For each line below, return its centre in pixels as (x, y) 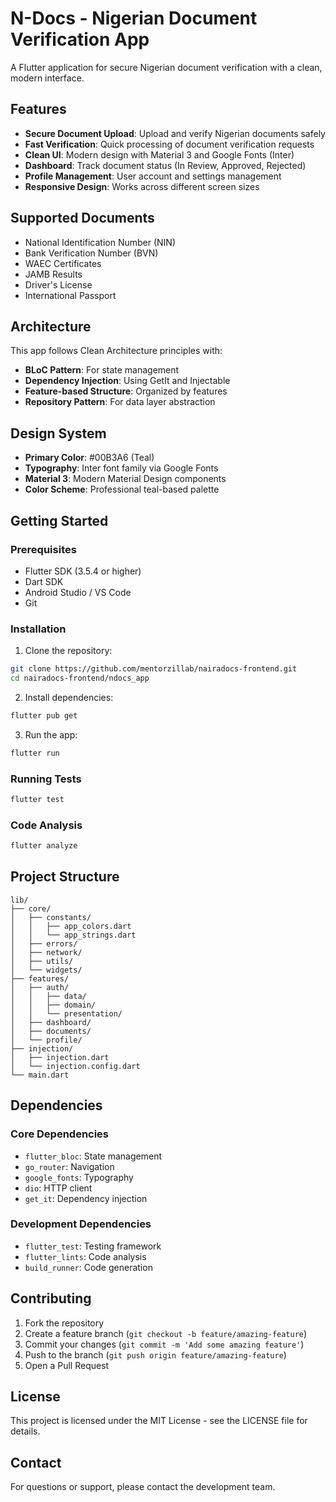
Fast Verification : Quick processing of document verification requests (169, 144)
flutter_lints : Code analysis (85, 1256)
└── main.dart (40, 1075)
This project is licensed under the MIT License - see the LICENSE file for (159, 1421)
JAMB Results (53, 274)
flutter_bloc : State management (93, 1156)
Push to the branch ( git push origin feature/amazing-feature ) (155, 1354)
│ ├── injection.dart (60, 1057)
